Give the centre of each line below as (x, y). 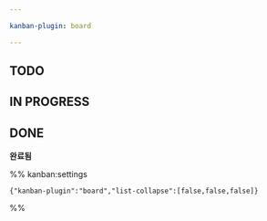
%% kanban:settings (49, 174)
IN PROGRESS (50, 102)
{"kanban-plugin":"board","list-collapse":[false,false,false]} (134, 191)
